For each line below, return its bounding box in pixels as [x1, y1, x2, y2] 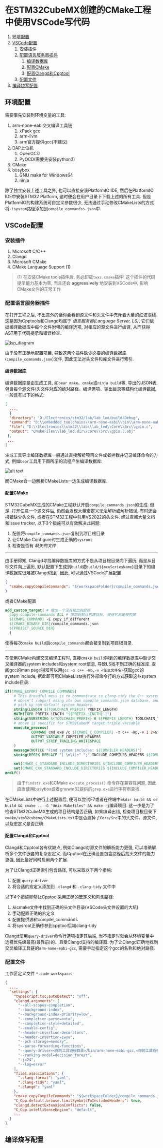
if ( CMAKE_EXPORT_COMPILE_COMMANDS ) [5, 689, 77, 694]
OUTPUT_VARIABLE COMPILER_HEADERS [31, 734, 101, 739]
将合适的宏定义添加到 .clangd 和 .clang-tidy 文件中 [12, 884, 116, 889]
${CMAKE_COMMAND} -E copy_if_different [9, 617, 90, 622]
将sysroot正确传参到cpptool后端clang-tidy [12, 923, 97, 928]
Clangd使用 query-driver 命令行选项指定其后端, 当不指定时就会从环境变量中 [5, 933, 154, 939]
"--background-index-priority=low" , [17, 1012, 92, 1017]
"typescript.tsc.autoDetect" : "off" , [14, 994, 90, 999]
